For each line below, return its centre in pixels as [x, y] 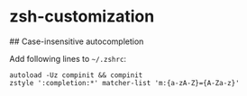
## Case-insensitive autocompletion [77, 41]
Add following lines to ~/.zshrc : [68, 58]
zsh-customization [82, 17]
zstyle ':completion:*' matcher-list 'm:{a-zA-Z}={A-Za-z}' [125, 83]
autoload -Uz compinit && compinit [76, 75]
